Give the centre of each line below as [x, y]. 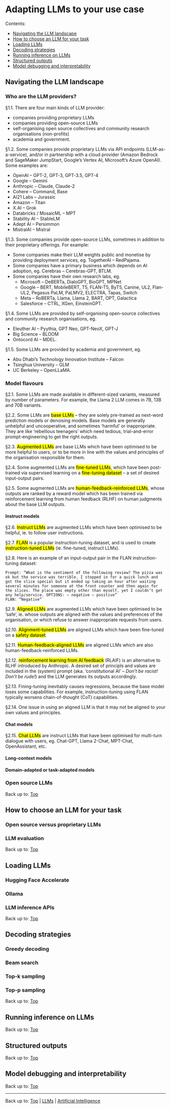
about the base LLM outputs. [36, 504]
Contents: [16, 23]
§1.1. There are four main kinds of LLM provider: [55, 108]
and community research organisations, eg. [51, 319]
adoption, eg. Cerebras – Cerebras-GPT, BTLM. [62, 271]
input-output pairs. [25, 478]
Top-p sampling [25, 990]
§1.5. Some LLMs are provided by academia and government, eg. [73, 349]
